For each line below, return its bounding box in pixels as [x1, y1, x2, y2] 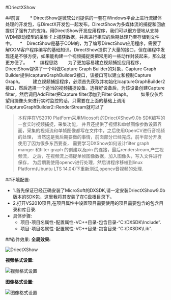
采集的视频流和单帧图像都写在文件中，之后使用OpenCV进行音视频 [26, 127, 165, 133]
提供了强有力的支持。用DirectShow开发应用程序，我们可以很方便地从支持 [5, 28, 159, 34]
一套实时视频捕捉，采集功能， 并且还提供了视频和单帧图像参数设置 [17, 121, 158, 127]
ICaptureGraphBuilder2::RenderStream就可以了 [5, 104, 104, 110]
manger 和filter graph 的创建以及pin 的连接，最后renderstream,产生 [17, 147, 159, 152]
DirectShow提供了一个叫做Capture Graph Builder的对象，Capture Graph [5, 66, 157, 72]
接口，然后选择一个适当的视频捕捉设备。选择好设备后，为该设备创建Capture [5, 85, 165, 91]
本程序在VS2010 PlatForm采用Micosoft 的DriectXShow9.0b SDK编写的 [17, 115, 165, 121]
